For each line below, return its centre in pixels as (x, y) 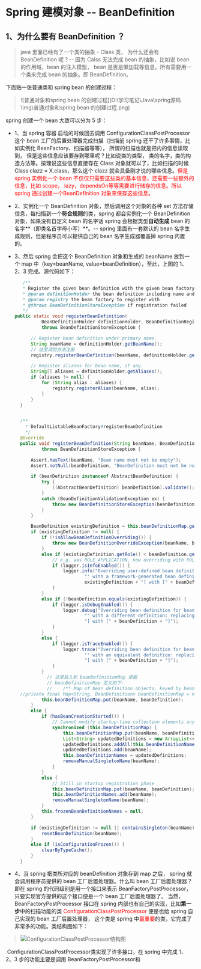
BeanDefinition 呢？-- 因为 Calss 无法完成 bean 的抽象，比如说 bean (105, 60)
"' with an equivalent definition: (129, 655)
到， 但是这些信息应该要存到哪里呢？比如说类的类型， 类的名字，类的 (100, 156)
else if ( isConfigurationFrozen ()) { (78, 845)
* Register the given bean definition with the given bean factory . (110, 288)
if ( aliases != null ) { (60, 377)
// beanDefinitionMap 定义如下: (85, 683)
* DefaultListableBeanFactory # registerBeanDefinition (94, 427)
